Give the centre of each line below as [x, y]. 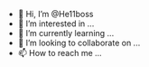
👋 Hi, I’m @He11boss [56, 14]
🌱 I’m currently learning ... [66, 33]
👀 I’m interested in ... [56, 24]
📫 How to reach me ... [60, 53]
